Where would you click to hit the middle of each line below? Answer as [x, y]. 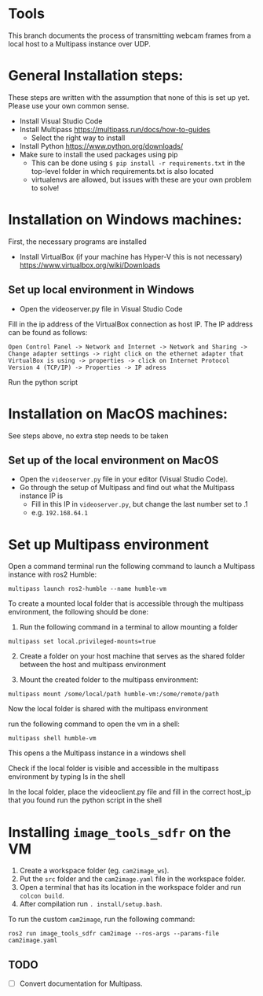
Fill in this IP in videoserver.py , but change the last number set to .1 [140, 504]
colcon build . [42, 896]
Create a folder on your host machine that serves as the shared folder [132, 656]
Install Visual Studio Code [61, 121]
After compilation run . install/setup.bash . [91, 904]
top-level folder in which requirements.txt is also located [122, 171]
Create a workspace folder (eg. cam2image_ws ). [94, 871]
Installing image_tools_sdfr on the [120, 832]
